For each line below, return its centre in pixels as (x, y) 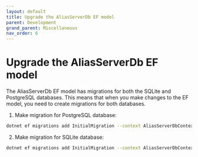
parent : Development (32, 22)
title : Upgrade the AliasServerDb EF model (60, 17)
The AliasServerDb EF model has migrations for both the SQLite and (89, 91)
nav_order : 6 (22, 34)
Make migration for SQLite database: (59, 137)
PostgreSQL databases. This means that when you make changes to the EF (97, 98)
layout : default (26, 11)
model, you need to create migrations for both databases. (76, 104)
